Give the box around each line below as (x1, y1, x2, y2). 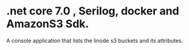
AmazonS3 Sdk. (6, 17, 89, 31)
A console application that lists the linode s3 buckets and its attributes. (6, 37, 184, 44)
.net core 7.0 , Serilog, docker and (6, 4, 179, 18)
